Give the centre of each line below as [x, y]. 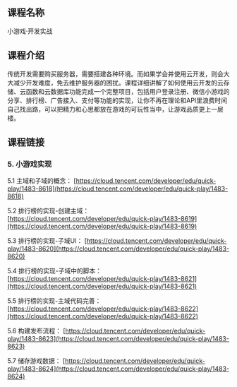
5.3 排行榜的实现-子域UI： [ [47, 241]
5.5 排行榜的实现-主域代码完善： [54, 301]
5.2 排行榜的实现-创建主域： [48, 211]
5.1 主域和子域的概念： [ [42, 181]
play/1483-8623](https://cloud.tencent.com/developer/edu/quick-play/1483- [118, 339]
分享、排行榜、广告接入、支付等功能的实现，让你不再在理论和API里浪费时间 [117, 100]
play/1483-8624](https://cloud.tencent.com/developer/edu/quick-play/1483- [119, 369]
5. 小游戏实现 [30, 164]
